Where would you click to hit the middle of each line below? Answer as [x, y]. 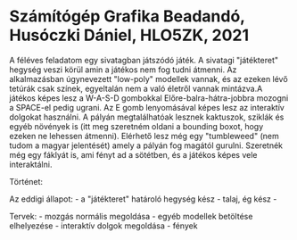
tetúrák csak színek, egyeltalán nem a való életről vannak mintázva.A [136, 88]
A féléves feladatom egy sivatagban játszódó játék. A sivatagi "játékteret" [144, 60]
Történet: [26, 181]
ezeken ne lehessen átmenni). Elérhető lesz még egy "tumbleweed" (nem [144, 136]
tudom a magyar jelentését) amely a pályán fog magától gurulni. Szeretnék [146, 145]
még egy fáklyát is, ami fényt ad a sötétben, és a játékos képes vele [133, 154]
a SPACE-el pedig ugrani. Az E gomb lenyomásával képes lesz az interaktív [147, 107]
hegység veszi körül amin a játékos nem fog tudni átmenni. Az [123, 70]
